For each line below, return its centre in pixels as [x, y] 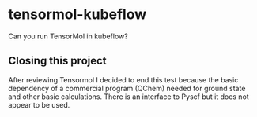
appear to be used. [39, 104]
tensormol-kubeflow [77, 15]
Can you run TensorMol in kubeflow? [68, 36]
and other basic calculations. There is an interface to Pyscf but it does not [128, 97]
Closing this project [57, 61]
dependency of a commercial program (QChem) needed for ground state [127, 88]
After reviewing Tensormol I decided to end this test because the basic [123, 79]
